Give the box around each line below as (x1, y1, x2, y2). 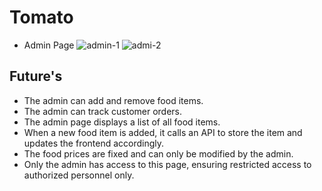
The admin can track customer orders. (23, 105, 183, 117)
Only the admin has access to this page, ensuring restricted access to (23, 158, 312, 170)
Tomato (9, 6, 74, 29)
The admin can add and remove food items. (23, 94, 204, 106)
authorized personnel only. (23, 169, 135, 181)
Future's (9, 68, 63, 85)
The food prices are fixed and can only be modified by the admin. (23, 147, 294, 160)
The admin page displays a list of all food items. (23, 116, 221, 128)
